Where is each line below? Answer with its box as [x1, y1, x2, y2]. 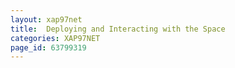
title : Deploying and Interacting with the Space [10, 24, 226, 34]
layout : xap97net [10, 14, 83, 25]
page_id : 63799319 [10, 42, 87, 53]
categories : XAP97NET [10, 33, 101, 43]
